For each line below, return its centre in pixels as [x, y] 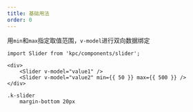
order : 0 [20, 20]
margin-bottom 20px [48, 101]
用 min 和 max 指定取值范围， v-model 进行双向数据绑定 [79, 40]
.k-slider [21, 96]
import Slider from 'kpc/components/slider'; [73, 53]
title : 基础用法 [28, 13]
